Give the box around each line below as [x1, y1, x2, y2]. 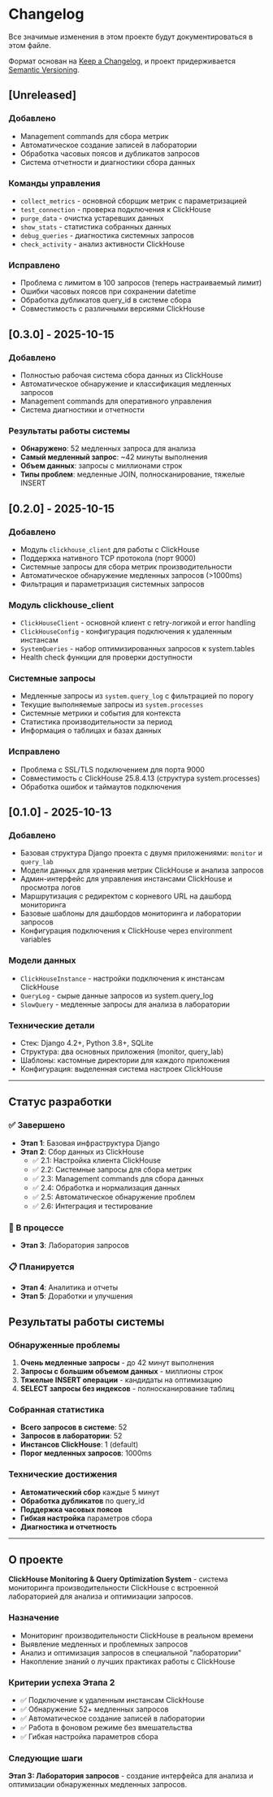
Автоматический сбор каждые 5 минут [19, 1487, 160, 1497]
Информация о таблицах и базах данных [19, 725, 162, 736]
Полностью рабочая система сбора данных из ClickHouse [19, 370, 223, 380]
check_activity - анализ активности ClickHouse [19, 239, 185, 249]
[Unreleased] [8, 89, 77, 102]
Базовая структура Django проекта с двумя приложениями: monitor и [19, 848, 262, 858]
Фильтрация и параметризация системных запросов [19, 579, 205, 589]
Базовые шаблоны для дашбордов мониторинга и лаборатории [19, 908, 241, 919]
